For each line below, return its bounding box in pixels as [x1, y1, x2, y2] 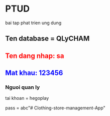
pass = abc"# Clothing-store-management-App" [5, 105, 105, 111]
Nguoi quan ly [5, 84, 40, 91]
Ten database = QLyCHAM [5, 34, 90, 43]
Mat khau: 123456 [5, 69, 63, 77]
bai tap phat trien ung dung [5, 20, 62, 26]
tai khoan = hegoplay [5, 95, 49, 101]
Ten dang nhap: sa [5, 51, 64, 60]
